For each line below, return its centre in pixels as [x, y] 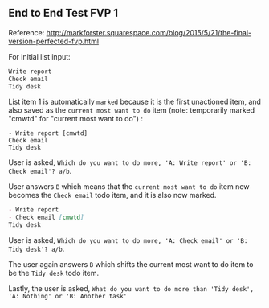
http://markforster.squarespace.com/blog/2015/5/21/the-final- [149, 32]
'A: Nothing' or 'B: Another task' [68, 297]
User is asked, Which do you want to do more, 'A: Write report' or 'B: [130, 162]
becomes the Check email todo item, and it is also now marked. [112, 195]
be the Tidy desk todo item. [54, 273]
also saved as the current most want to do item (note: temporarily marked [132, 110]
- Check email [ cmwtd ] [46, 218]
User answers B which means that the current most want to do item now [129, 187]
